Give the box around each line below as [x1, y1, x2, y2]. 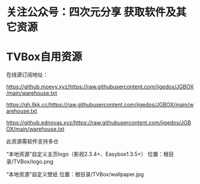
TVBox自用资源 [6, 50, 82, 64]
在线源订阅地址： [6, 71, 48, 79]
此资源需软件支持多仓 [6, 138, 59, 145]
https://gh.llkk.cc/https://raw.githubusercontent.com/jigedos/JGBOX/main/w [6, 101, 194, 108]
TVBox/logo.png [13, 158, 54, 165]
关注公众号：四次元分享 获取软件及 [6, 5, 176, 19]
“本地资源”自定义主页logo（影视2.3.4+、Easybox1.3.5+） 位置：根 [6, 150, 169, 158]
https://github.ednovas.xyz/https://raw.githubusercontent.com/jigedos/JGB [6, 119, 191, 126]
